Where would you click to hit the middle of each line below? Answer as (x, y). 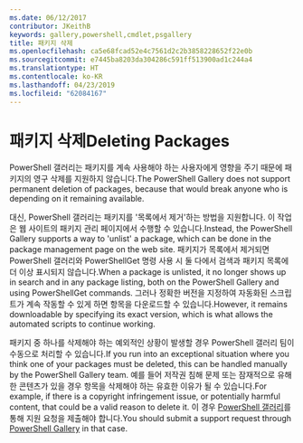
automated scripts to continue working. (82, 324)
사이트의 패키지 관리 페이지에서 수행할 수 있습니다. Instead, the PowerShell (161, 229)
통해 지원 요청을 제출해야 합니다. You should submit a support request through (151, 419)
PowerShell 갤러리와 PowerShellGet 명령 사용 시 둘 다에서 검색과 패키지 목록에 (149, 261)
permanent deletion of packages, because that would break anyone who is (149, 189)
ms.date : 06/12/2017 (48, 18)
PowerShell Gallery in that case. (69, 429)
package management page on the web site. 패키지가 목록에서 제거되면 (139, 250)
